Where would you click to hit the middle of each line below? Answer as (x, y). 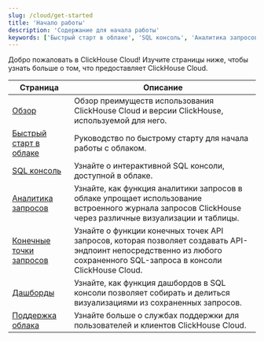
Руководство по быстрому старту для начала (161, 139)
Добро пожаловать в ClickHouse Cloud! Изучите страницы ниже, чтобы (128, 60)
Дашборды (33, 293)
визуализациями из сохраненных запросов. (158, 302)
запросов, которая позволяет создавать (151, 241)
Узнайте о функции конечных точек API (149, 231)
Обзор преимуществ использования (144, 101)
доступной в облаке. (114, 176)
